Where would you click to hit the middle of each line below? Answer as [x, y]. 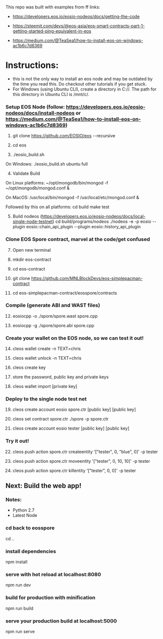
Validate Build [26, 173]
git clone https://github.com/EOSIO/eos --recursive [64, 136]
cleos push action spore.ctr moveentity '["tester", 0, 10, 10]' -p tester [81, 461]
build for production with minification [50, 598]
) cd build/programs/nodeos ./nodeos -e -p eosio [102, 221]
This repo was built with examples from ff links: [53, 7]
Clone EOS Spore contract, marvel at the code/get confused [78, 239]
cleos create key [29, 367]
